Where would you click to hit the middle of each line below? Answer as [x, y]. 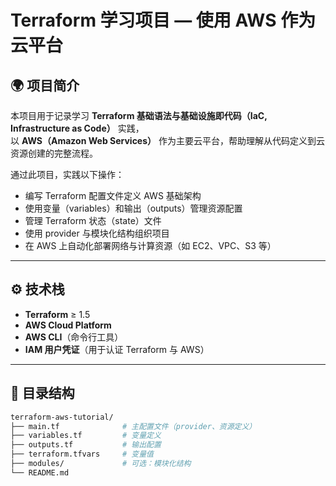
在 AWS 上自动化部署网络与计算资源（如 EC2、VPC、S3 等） [150, 245]
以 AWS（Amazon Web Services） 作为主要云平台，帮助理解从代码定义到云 [167, 140]
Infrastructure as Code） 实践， [77, 128]
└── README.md [40, 472]
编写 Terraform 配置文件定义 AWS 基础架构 [113, 195]
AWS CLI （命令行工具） [74, 337]
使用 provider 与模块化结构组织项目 [97, 233]
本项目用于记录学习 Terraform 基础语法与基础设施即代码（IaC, [139, 115]
